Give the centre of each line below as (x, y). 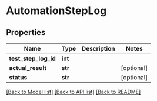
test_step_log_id (32, 58)
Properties (26, 32)
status (18, 77)
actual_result (28, 68)
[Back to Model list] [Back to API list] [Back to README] (74, 92)
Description (98, 49)
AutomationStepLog (56, 11)
